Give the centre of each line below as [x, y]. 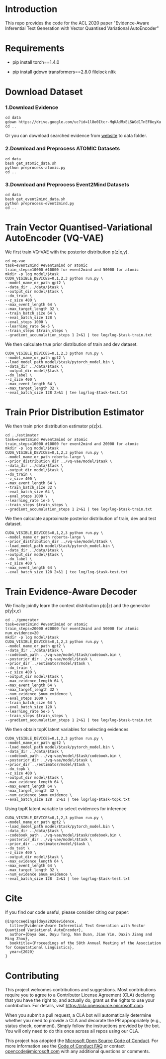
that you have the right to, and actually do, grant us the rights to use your [80, 1000]
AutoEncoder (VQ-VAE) [55, 238]
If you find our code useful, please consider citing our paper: [67, 912]
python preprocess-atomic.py [35, 168]
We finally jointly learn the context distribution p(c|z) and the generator [78, 605]
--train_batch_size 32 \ [31, 487]
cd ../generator [22, 620]
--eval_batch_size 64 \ [30, 492]
